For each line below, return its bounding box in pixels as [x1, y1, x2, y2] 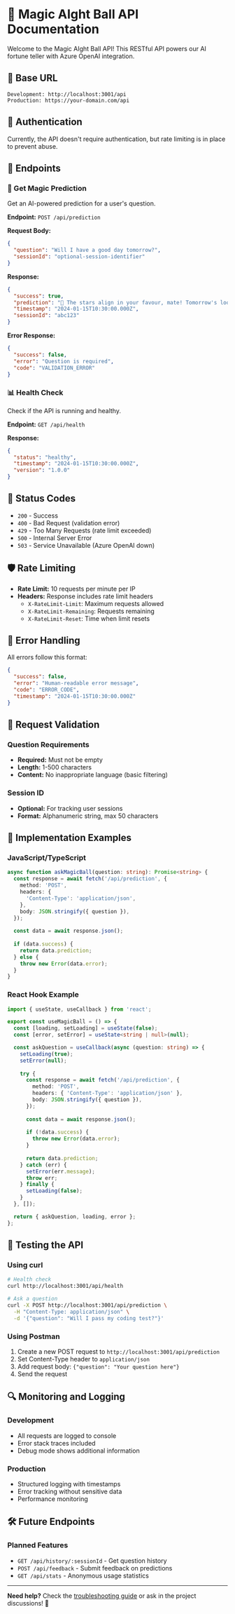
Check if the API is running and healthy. [7, 406, 121, 415]
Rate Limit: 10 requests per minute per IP [17, 584, 136, 593]
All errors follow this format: [7, 653, 87, 661]
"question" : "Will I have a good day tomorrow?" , [13, 247, 161, 254]
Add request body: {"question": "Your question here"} [17, 1362, 180, 1371]
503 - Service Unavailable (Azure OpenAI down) [17, 541, 155, 549]
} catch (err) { [20, 1161, 68, 1169]
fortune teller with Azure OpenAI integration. [7, 52, 135, 60]
